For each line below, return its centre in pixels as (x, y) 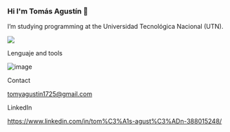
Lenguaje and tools (35, 53)
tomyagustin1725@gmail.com (50, 94)
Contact (19, 81)
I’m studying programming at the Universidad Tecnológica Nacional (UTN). (115, 27)
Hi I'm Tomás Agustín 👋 (48, 11)
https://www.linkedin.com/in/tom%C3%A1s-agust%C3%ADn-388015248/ (115, 121)
